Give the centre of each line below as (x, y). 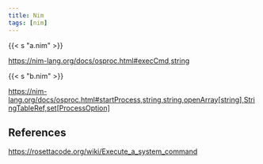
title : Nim (26, 15)
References (37, 132)
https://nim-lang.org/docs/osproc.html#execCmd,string (99, 61)
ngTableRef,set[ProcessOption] (59, 108)
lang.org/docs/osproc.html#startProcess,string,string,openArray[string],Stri (132, 99)
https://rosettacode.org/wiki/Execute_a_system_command (103, 151)
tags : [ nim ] (28, 23)
